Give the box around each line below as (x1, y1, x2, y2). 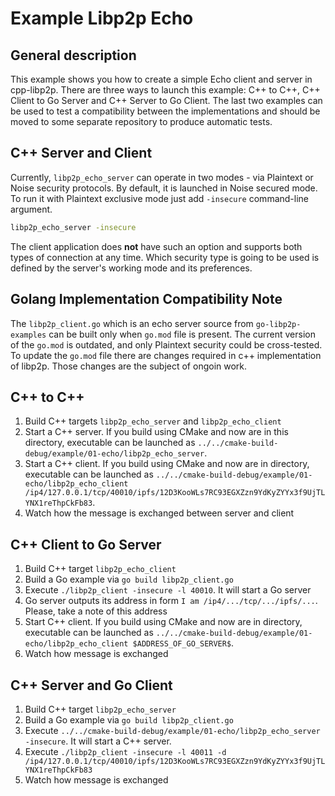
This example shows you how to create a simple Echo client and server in (10, 73, 313, 85)
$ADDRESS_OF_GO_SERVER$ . (132, 637, 235, 649)
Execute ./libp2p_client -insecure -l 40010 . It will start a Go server (24, 584, 312, 596)
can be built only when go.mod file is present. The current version (48, 328, 316, 340)
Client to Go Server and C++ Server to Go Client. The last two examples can (10, 95, 323, 106)
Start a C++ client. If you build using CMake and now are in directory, (24, 458, 310, 470)
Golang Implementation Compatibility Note (10, 291, 283, 308)
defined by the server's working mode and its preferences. (10, 262, 253, 274)
